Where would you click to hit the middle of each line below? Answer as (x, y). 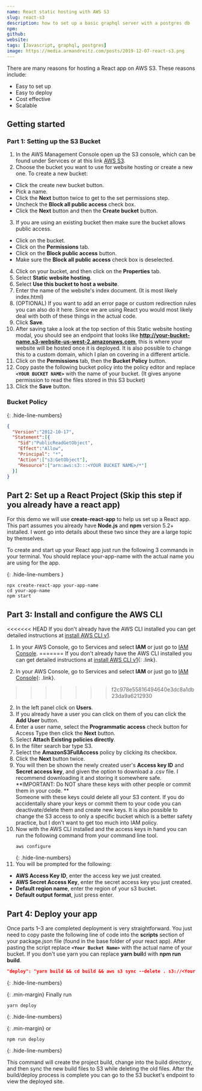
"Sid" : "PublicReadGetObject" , (56, 443)
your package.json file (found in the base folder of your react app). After (96, 941)
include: (17, 74)
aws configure (33, 847)
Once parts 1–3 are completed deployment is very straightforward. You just (99, 928)
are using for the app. (34, 563)
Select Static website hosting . (54, 278)
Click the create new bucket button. (60, 185)
